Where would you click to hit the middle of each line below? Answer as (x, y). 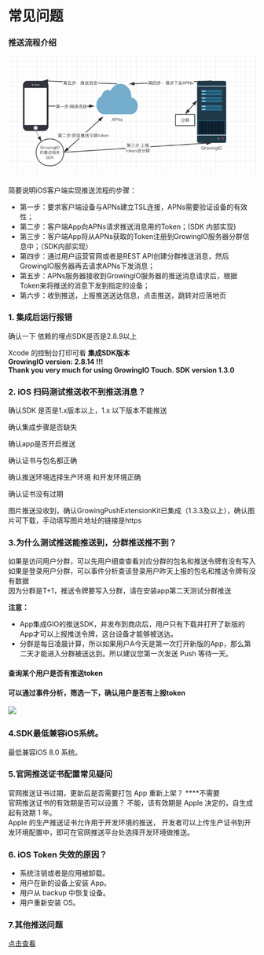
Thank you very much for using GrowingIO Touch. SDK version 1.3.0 (121, 369)
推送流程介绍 (33, 42)
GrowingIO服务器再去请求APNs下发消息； (87, 266)
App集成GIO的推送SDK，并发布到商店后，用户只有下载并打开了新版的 (132, 624)
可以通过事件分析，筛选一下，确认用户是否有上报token (97, 692)
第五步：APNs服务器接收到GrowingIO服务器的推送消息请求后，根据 (128, 275)
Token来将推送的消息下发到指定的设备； (84, 285)
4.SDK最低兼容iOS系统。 (56, 733)
